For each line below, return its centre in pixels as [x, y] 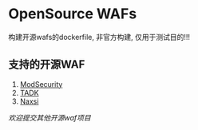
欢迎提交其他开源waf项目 [50, 117]
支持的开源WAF [47, 65]
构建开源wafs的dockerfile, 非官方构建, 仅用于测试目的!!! [99, 37]
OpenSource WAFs [73, 14]
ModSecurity [41, 84]
